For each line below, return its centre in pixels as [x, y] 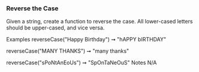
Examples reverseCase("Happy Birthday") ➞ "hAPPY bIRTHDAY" [86, 40]
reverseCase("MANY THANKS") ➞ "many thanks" [68, 51]
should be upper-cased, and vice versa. [55, 28]
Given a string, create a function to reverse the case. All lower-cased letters [99, 22]
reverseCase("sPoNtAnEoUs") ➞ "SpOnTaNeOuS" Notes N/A [82, 63]
